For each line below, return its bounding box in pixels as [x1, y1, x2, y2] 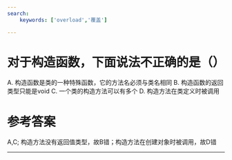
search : [7, 10, 30, 17]
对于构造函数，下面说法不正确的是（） [7, 54, 226, 70]
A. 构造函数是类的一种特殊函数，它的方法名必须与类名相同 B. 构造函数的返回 [7, 79, 224, 87]
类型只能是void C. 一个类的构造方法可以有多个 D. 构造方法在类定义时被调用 [7, 87, 220, 95]
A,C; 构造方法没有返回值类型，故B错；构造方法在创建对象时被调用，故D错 [7, 138, 217, 146]
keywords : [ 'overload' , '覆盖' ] [19, 17, 108, 23]
